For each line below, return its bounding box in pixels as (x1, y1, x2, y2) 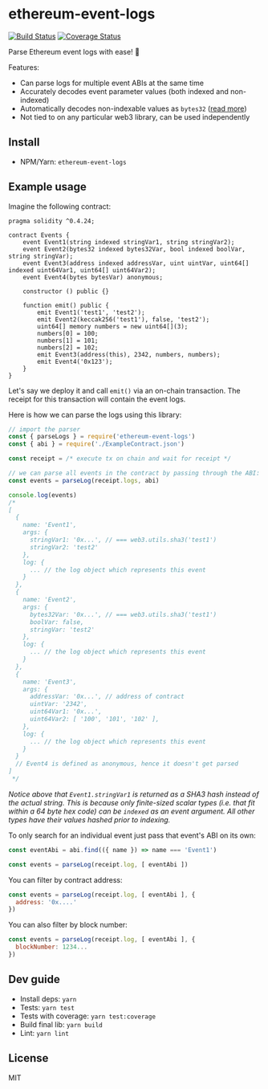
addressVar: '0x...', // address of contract (29, 692, 185, 701)
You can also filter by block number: (8, 920, 128, 930)
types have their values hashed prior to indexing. (8, 814, 171, 824)
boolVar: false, (29, 618, 84, 626)
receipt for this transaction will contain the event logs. (8, 394, 186, 404)
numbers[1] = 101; (37, 336, 99, 345)
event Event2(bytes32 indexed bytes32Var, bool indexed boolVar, (22, 245, 246, 253)
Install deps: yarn (19, 993, 77, 1004)
